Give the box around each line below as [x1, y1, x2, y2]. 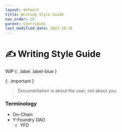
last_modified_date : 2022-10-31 [5, 26, 73, 31]
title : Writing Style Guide [5, 12, 64, 17]
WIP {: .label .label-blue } [5, 68, 57, 74]
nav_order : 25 [5, 16, 35, 21]
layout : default [5, 7, 39, 12]
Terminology [5, 100, 37, 107]
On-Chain [12, 111, 33, 117]
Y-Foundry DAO [12, 117, 45, 123]
